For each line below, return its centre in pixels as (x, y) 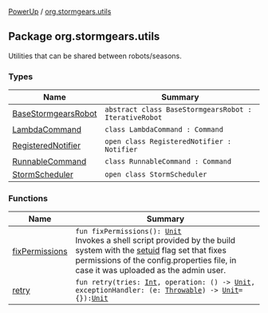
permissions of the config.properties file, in (156, 260)
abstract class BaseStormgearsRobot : (179, 110)
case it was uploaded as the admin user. (151, 271)
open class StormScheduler (156, 174)
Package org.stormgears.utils (84, 36)
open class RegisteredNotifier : (168, 142)
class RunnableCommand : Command (168, 162)
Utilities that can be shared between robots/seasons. (95, 56)
